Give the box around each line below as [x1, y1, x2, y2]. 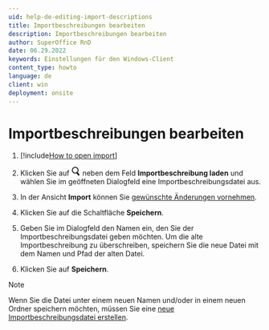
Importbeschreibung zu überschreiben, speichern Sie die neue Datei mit [19, 240, 259, 250]
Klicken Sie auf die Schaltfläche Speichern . [19, 208, 165, 218]
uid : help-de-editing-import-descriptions [8, 13, 153, 21]
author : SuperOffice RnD [8, 38, 92, 46]
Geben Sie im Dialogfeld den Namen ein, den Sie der [19, 223, 194, 233]
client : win [8, 80, 48, 88]
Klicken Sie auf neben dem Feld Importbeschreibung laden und [19, 168, 243, 178]
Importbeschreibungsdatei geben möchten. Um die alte [19, 232, 203, 242]
